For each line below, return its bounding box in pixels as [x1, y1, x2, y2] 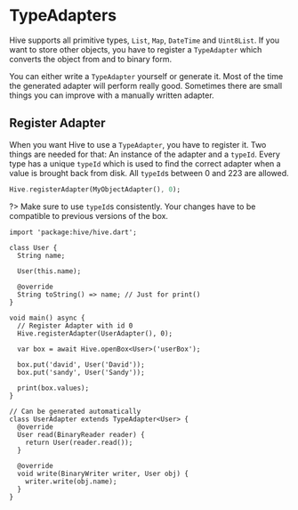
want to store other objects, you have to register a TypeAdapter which [9, 44, 262, 54]
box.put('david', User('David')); [17, 360, 145, 369]
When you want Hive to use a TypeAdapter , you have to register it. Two [9, 139, 267, 150]
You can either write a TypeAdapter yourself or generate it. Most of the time [9, 70, 284, 81]
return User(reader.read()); [25, 438, 133, 447]
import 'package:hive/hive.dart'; [9, 228, 138, 237]
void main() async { [9, 313, 86, 322]
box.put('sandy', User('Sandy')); [17, 368, 145, 376]
